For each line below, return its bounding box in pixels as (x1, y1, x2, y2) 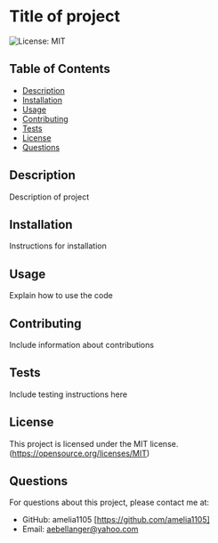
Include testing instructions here (9, 389, 127, 400)
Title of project (9, 6, 120, 27)
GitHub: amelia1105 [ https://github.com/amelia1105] (21, 515, 211, 525)
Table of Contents (9, 61, 111, 77)
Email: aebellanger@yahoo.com (21, 523, 139, 535)
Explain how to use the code (9, 290, 113, 301)
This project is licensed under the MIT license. (9, 438, 179, 449)
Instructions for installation (9, 240, 107, 251)
